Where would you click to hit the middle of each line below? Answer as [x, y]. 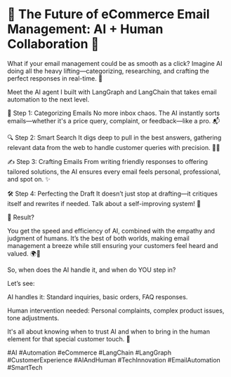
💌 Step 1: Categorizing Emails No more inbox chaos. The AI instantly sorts [113, 113]
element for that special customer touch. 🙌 [69, 338]
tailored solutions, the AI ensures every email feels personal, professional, [114, 172]
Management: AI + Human [85, 29]
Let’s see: [21, 283]
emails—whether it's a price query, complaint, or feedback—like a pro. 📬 [114, 121]
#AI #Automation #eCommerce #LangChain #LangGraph [90, 352]
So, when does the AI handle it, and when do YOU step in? [92, 270]
